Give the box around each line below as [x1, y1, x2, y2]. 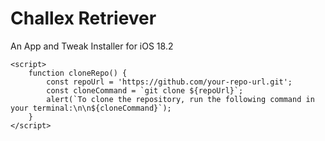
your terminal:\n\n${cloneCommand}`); [10, 103, 172, 113]
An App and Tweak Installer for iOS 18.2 [10, 40, 174, 52]
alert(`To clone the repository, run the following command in [46, 94, 315, 104]
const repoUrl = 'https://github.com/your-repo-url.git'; [46, 77, 293, 87]
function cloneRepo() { [28, 68, 128, 78]
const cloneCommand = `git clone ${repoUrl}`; [46, 85, 244, 96]
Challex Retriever [10, 7, 157, 30]
